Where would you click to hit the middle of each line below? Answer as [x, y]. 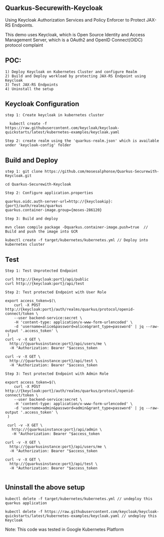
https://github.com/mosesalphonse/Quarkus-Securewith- [102, 172]
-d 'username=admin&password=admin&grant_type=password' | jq [79, 408]
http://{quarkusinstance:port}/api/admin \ [57, 430]
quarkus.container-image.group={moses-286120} [54, 210]
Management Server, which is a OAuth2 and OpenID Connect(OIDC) [74, 40]
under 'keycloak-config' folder [38, 145]
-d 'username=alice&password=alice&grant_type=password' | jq [79, 327]
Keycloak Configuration [42, 104]
